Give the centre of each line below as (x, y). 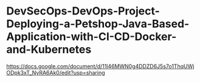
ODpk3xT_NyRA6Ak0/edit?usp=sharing (56, 72)
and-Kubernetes (49, 50)
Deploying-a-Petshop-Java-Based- (98, 24)
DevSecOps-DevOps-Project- (83, 11)
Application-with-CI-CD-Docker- (91, 37)
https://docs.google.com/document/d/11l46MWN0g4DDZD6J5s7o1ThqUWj (100, 66)
